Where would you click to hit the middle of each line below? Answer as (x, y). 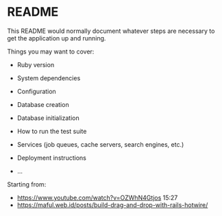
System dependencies (49, 78)
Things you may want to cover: (51, 51)
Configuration (36, 91)
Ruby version (36, 64)
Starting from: (27, 184)
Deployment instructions (52, 158)
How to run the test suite (52, 131)
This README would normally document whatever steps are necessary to (111, 31)
